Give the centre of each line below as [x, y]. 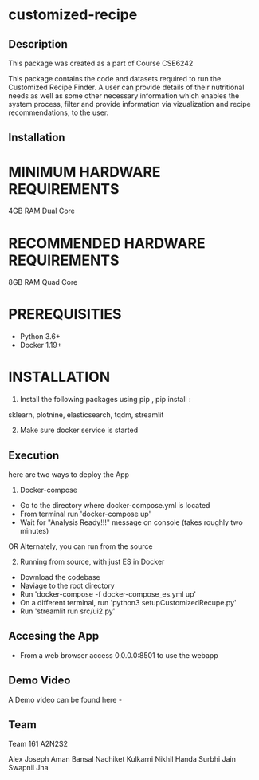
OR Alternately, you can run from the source [80, 546]
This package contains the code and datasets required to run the [115, 79]
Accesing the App [54, 636]
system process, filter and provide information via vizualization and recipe [129, 104]
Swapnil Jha [28, 768]
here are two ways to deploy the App [69, 474]
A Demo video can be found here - [65, 699]
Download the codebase [60, 577]
